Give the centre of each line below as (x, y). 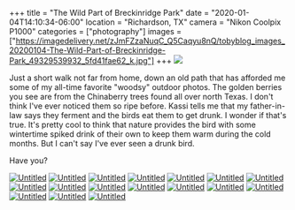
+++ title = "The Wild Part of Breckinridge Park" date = (109, 13)
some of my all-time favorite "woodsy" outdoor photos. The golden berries (146, 87)
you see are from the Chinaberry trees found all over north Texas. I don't (141, 97)
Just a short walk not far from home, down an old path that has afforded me (147, 78)
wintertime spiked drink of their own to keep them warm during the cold (140, 134)
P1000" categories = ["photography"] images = (96, 31)
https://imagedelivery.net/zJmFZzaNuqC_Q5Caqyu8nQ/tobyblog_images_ (150, 41)
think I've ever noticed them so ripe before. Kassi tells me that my (129, 106)
